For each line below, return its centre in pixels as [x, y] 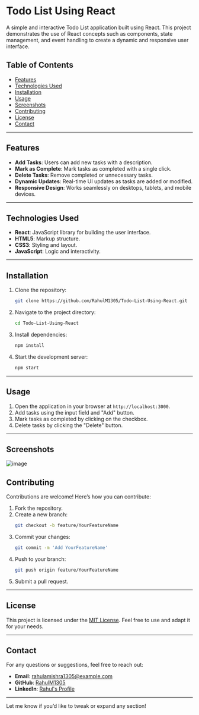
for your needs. [25, 626]
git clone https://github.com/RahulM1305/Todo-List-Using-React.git [101, 301]
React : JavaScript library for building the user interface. [83, 233]
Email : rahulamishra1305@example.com [64, 676]
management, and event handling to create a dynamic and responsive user [97, 40]
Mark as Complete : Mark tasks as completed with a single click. [93, 168]
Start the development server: [51, 357]
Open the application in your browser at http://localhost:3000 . [92, 406]
